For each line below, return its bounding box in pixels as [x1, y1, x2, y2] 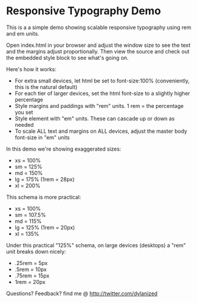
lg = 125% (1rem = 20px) [14, 224, 75, 231]
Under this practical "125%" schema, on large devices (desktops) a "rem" [6, 241, 186, 248]
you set [14, 109, 34, 116]
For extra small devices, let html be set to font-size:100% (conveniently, [14, 77, 190, 84]
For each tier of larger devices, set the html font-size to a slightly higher [14, 90, 190, 97]
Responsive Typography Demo [6, 4, 161, 18]
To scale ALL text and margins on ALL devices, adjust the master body [14, 127, 188, 135]
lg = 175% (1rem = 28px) [14, 176, 75, 183]
